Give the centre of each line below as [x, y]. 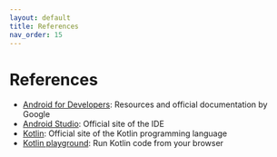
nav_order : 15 [36, 34]
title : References [44, 26]
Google [36, 114]
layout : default [40, 18]
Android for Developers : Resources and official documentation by [145, 104]
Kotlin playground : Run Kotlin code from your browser [123, 143]
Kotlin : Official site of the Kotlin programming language [125, 133]
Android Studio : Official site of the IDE [94, 124]
